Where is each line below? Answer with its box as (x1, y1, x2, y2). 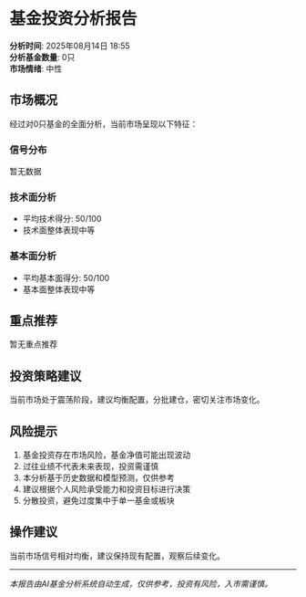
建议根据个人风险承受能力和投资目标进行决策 (22, 484, 191, 495)
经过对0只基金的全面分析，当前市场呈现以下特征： (9, 118, 199, 129)
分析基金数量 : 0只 (9, 51, 76, 62)
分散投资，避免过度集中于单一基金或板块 (22, 495, 175, 507)
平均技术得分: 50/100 (22, 214, 102, 225)
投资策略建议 (9, 368, 82, 383)
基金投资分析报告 (9, 8, 138, 29)
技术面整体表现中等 (22, 225, 96, 236)
